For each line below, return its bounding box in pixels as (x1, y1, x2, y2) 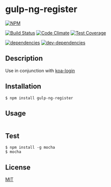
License (5, 163, 31, 171)
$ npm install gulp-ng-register (5, 96, 73, 101)
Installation (5, 82, 41, 91)
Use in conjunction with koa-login (5, 67, 75, 73)
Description (5, 54, 43, 63)
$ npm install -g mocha (5, 145, 55, 150)
